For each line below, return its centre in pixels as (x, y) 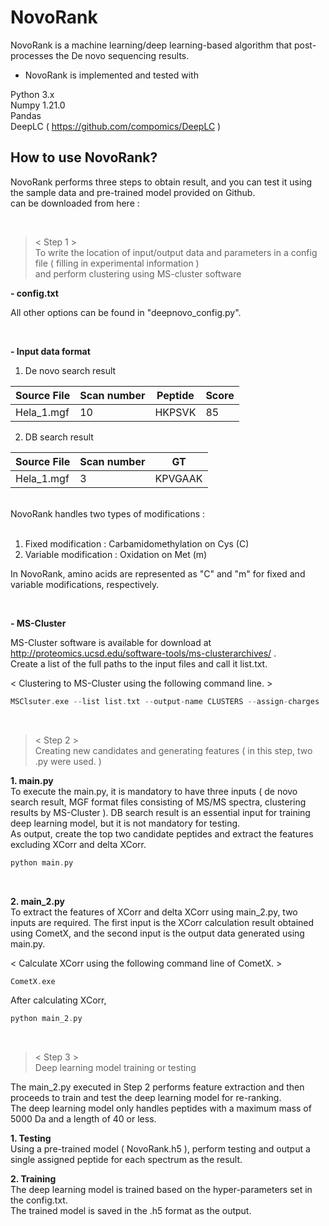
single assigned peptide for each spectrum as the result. (126, 1160)
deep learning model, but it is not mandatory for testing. (125, 823)
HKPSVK (175, 412)
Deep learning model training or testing (115, 1068)
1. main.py (32, 780)
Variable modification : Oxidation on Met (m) (116, 554)
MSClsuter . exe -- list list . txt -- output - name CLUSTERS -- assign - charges (165, 701)
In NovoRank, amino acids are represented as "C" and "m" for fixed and (158, 573)
